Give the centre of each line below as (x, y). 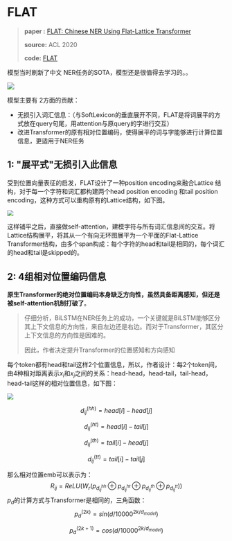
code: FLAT (41, 58)
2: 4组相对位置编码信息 (57, 277)
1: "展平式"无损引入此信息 (62, 165)
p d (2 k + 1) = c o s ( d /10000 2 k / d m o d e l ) (116, 530)
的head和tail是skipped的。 (45, 253)
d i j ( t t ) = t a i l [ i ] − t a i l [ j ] (116, 459)
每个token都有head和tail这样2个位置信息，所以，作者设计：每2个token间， (114, 365)
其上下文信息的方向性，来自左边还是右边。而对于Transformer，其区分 (124, 327)
